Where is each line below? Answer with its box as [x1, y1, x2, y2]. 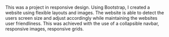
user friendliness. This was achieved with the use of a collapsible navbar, [5, 20, 159, 26]
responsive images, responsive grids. [5, 26, 84, 32]
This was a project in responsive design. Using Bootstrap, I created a [5, 5, 150, 10]
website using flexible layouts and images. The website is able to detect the [5, 10, 164, 16]
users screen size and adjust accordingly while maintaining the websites [5, 15, 158, 21]
